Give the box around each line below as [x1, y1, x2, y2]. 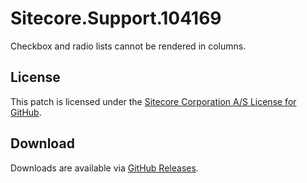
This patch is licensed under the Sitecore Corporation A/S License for [10, 95, 297, 107]
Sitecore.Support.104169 [10, 7, 222, 30]
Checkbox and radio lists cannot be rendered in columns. [10, 40, 247, 52]
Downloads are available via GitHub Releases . [10, 162, 199, 174]
